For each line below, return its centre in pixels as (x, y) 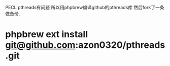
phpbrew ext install (46, 35)
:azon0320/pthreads (120, 45)
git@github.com (40, 45)
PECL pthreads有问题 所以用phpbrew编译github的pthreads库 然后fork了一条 (85, 7)
